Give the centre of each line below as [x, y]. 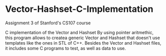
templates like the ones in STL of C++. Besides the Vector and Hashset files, [83, 43]
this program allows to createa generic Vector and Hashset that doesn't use [83, 38]
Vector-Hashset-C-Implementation [79, 9]
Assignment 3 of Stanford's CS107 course [48, 23]
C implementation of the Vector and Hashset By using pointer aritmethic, [80, 32]
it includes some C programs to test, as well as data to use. [66, 48]
